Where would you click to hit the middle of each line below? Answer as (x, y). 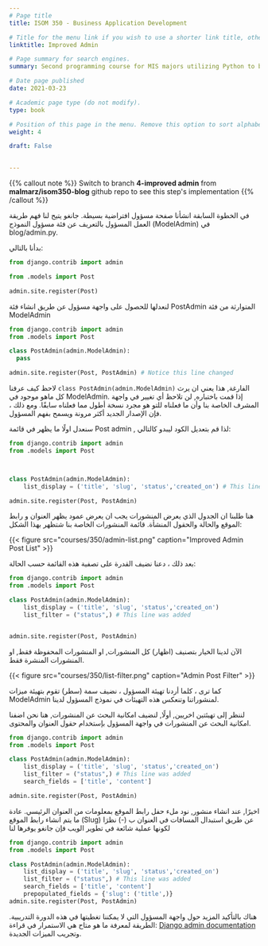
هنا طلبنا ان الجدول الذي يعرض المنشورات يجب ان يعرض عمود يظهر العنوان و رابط (131, 516)
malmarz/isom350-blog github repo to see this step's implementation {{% (132, 191)
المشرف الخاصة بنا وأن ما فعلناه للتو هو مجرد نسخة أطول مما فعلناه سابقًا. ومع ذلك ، (134, 405)
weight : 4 (25, 132)
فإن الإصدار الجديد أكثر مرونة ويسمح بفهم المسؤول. (85, 413)
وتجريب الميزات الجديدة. (45, 933)
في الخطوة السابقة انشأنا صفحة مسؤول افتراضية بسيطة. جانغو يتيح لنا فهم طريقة (129, 215)
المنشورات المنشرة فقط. (47, 660)
